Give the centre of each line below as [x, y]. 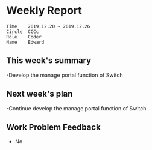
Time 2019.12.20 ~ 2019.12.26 [48, 26]
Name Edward [25, 42]
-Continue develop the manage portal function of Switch [76, 108]
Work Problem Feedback [53, 127]
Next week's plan [40, 94]
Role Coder [24, 37]
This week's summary [49, 61]
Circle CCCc [23, 31]
